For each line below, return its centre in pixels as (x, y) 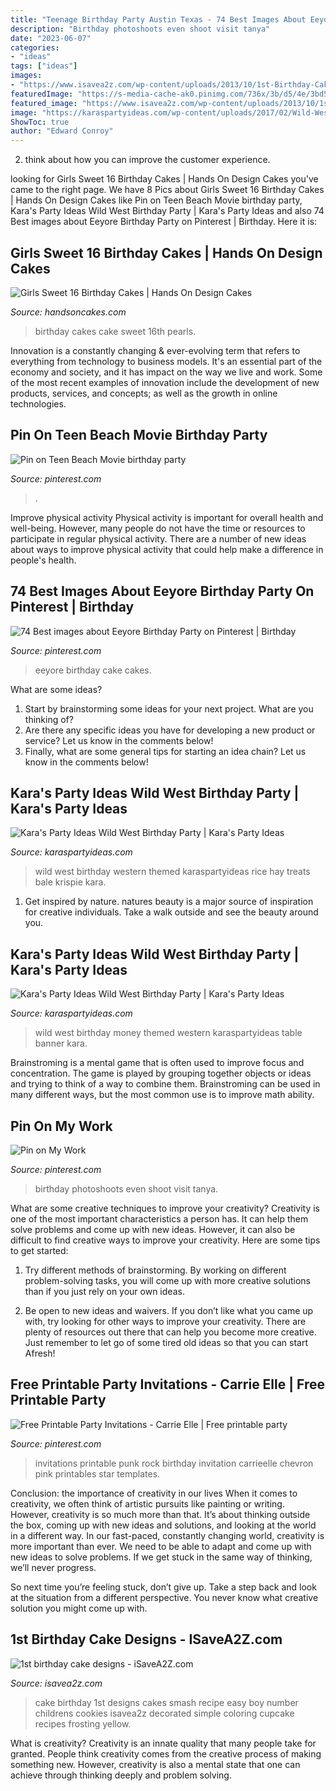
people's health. (43, 560)
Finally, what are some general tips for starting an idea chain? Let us (165, 751)
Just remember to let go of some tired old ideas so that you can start (166, 1342)
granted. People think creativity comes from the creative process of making (166, 1753)
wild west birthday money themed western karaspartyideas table (168, 1033)
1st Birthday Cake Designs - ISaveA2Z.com (146, 1639)
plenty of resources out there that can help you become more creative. (170, 1332)
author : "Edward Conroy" (62, 131)
